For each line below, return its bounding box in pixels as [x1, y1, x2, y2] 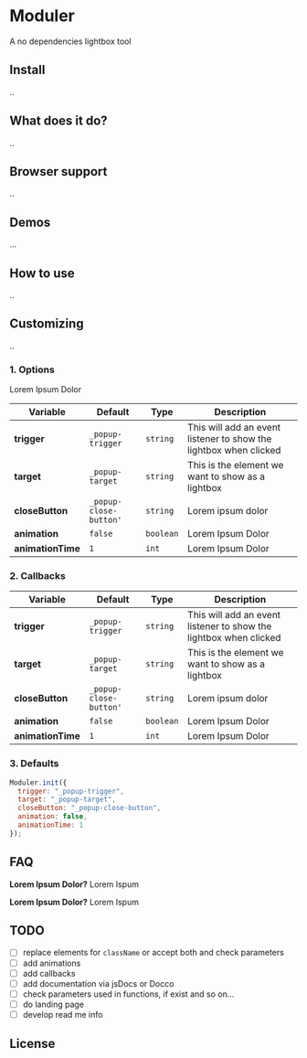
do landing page [22, 999, 85, 1010]
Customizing [9, 316, 84, 332]
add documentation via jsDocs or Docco [22, 978, 175, 989]
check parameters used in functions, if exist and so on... [22, 989, 235, 999]
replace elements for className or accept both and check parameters [22, 947, 285, 958]
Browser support [9, 164, 108, 179]
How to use [9, 265, 75, 281]
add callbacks [22, 967, 76, 978]
